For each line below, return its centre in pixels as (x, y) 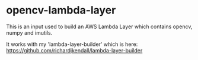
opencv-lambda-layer (61, 10)
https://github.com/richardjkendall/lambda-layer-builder (74, 50)
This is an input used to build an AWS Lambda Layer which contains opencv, (99, 26)
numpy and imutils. (29, 32)
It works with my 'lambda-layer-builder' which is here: (72, 44)
